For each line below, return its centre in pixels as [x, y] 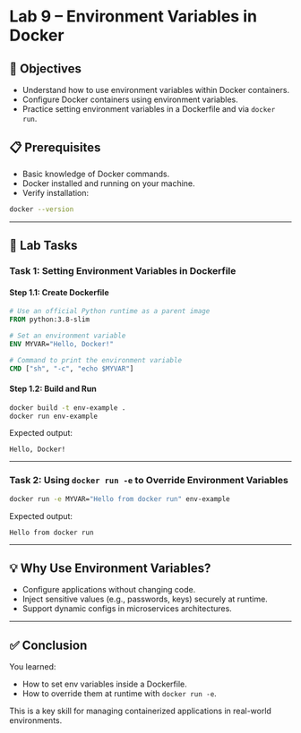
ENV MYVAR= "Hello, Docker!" [62, 344]
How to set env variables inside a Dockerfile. [104, 684]
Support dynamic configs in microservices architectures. [127, 609]
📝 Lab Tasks [43, 246]
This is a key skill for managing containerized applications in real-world [140, 711]
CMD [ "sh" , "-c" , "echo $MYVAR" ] [72, 369]
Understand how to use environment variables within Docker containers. [155, 90]
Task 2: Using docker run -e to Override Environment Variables [149, 481]
